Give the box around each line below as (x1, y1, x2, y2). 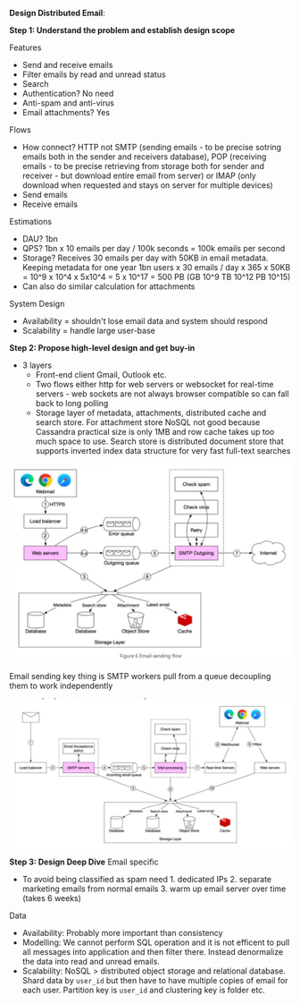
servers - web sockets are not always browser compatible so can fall (35, 388, 289, 399)
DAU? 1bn (21, 234, 58, 244)
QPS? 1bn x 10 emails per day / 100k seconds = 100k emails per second (21, 243, 286, 253)
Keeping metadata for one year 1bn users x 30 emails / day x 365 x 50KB (21, 262, 291, 272)
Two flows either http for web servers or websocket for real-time (35, 379, 274, 389)
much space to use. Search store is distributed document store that (35, 436, 284, 447)
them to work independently (9, 680, 113, 692)
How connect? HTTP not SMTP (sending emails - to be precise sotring (21, 142, 282, 152)
